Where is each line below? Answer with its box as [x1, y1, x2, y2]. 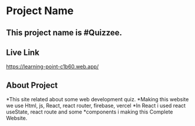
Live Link [6, 47, 40, 57]
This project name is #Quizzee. [6, 28, 122, 38]
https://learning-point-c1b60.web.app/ [6, 63, 99, 70]
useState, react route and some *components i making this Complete [6, 108, 173, 115]
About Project [6, 80, 58, 90]
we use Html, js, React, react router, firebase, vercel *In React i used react [6, 102, 186, 110]
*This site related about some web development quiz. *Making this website [6, 96, 189, 103]
